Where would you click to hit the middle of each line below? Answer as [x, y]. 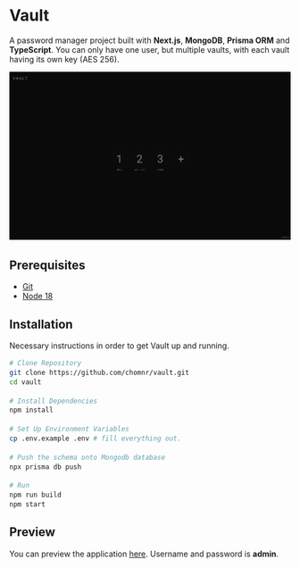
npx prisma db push [46, 467]
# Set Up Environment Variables [69, 430]
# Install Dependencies [54, 401]
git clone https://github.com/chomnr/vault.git [100, 372]
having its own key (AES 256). [64, 59]
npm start [28, 505]
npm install [31, 410]
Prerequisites [47, 265]
